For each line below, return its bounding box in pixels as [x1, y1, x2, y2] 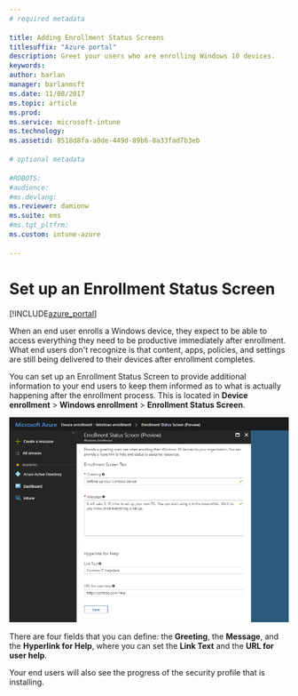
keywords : [9, 61, 46, 70]
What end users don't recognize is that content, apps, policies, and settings [9, 344, 286, 355]
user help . [9, 650, 47, 660]
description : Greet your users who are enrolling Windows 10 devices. [9, 52, 276, 61]
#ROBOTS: [9, 173, 42, 182]
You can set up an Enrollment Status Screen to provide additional [9, 371, 247, 381]
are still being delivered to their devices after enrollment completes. [9, 354, 255, 364]
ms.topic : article [9, 99, 77, 108]
